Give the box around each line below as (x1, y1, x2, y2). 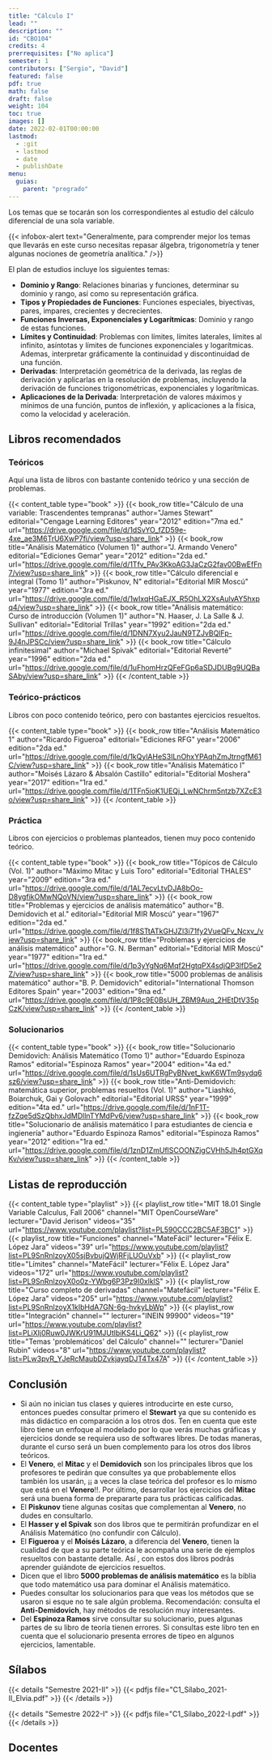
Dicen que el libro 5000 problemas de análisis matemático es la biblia (19, 1571, 257, 1580)
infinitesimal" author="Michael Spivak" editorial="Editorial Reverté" (8, 645, 232, 656)
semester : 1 (8, 57, 49, 66)
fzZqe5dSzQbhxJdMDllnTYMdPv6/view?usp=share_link (8, 1111, 196, 1121)
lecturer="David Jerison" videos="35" (8, 1216, 136, 1226)
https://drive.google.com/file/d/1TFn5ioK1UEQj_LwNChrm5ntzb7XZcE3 (24, 786, 262, 796)
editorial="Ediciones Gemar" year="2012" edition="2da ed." (8, 551, 208, 561)
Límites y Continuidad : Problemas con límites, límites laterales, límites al (19, 331, 262, 341)
